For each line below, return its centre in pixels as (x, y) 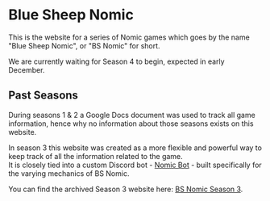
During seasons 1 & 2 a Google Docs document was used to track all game (132, 115)
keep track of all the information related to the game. (96, 156)
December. (27, 69)
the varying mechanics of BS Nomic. (69, 173)
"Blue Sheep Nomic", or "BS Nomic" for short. (84, 45)
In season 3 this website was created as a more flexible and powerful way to (135, 148)
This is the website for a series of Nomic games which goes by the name (129, 37)
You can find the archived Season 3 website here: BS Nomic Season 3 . (126, 189)
